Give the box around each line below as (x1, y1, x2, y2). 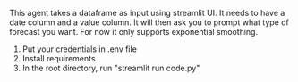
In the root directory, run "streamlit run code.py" (21, 62, 200, 73)
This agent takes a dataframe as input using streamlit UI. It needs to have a (9, 8, 285, 18)
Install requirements (21, 53, 96, 63)
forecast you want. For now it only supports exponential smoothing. (9, 27, 258, 37)
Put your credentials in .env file (21, 44, 137, 54)
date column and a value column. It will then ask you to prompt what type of (9, 17, 289, 28)
